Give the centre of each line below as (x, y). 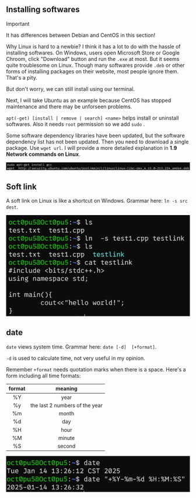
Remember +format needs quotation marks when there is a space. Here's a (96, 369)
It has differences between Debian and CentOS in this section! (81, 35)
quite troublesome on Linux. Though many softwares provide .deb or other (95, 65)
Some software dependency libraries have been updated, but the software (95, 135)
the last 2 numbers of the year (66, 405)
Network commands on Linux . (43, 154)
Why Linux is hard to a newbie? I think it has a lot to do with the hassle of (93, 46)
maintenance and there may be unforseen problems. (69, 106)
